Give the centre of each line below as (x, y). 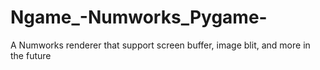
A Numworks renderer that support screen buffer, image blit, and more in (160, 45)
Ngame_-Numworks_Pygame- (139, 17)
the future (31, 55)
